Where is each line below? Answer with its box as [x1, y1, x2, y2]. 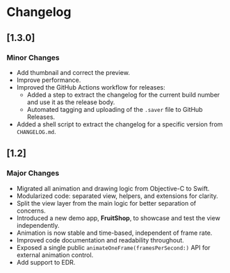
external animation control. [16, 251, 94, 259]
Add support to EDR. [16, 258, 76, 266]
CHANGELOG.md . [16, 127, 56, 135]
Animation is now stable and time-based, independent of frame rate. [16, 229, 213, 237]
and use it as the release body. [26, 98, 115, 106]
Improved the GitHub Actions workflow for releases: [16, 83, 165, 91]
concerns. [16, 206, 46, 215]
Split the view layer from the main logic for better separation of [16, 199, 197, 207]
